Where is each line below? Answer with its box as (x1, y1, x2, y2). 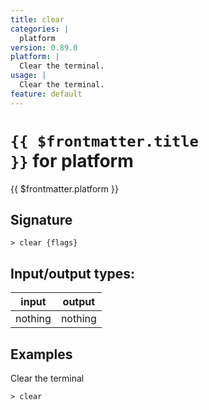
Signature (10, 211, 73, 228)
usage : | (10, 71, 47, 81)
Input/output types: (10, 265, 136, 282)
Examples (10, 346, 73, 363)
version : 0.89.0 (10, 42, 78, 53)
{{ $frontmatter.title (10, 132, 199, 151)
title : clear (10, 14, 65, 25)
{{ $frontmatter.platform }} (10, 182, 119, 195)
